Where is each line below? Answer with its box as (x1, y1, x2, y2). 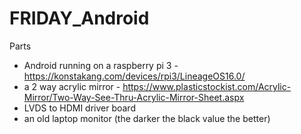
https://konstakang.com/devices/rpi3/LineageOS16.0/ (23, 70, 246, 82)
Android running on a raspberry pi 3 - (23, 59, 179, 71)
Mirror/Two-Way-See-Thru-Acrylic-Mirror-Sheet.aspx (23, 91, 245, 103)
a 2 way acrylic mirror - (23, 80, 121, 92)
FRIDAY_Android (9, 7, 150, 30)
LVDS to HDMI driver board (23, 102, 136, 114)
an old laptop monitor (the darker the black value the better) (23, 112, 271, 124)
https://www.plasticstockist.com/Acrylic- (122, 80, 292, 92)
